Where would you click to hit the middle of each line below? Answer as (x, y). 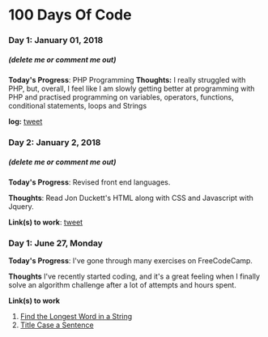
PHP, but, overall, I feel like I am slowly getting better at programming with (132, 89)
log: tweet (26, 122)
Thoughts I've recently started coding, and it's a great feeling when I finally (134, 276)
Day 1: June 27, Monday (56, 243)
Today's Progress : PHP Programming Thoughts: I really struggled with (127, 80)
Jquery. (21, 206)
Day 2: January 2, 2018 (55, 142)
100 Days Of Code (70, 15)
